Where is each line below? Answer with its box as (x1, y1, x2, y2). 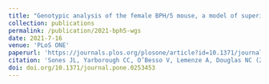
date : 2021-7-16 (8, 34, 62, 42)
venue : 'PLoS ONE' (8, 42, 70, 50)
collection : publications (8, 19, 94, 27)
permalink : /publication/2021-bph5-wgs (8, 26, 142, 34)
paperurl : (8, 49, 42, 57)
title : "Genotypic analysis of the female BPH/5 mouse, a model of (8, 11, 239, 20)
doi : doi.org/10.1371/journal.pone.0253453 (8, 64, 156, 72)
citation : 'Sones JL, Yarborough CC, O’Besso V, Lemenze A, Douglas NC (8, 57, 252, 65)
